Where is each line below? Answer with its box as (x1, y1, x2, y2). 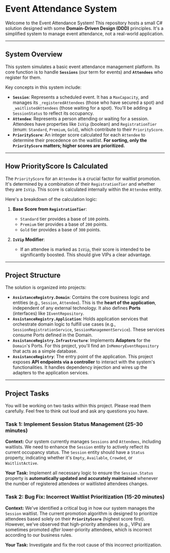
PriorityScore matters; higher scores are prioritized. (12, 143, 125, 149)
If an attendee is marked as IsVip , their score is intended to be (20, 246, 151, 252)
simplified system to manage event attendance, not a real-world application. (5, 30, 164, 37)
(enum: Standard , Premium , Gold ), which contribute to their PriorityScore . (12, 126, 164, 132)
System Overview (5, 50, 63, 59)
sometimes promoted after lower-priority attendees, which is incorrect (5, 526, 152, 533)
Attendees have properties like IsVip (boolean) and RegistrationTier (12, 121, 157, 127)
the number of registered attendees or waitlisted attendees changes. (5, 480, 148, 487)
